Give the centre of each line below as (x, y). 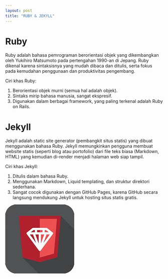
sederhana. (24, 187)
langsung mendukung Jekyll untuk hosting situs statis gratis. (75, 198)
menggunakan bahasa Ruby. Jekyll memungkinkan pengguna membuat (79, 146)
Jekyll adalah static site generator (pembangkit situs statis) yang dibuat (79, 141)
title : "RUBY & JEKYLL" (30, 16)
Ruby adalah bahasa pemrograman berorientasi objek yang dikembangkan (82, 55)
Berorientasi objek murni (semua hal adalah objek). (65, 91)
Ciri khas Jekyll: (22, 167)
